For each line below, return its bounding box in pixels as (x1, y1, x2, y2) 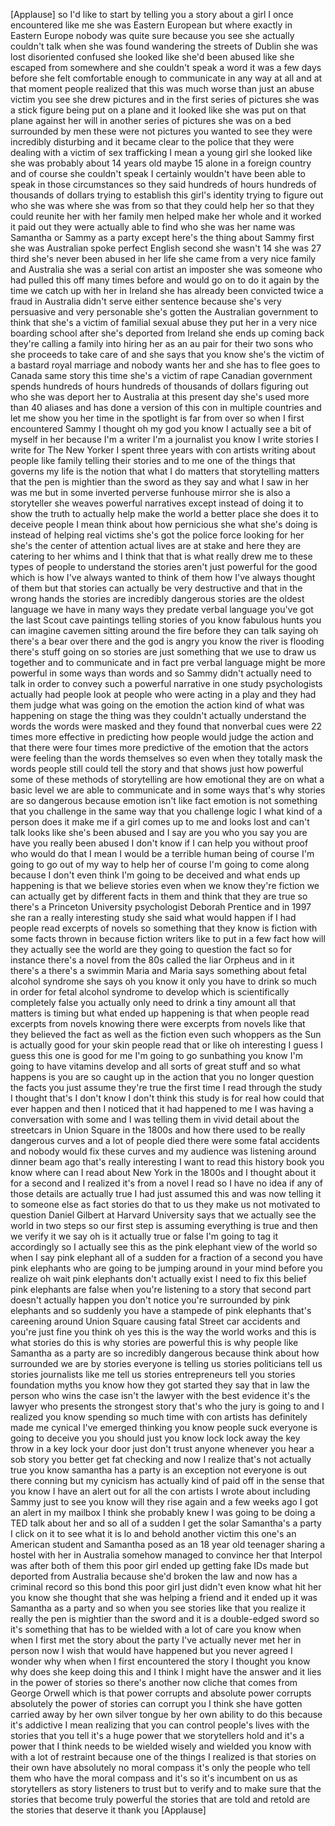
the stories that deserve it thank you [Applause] (10, 1804, 207, 1816)
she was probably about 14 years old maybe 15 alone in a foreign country (10, 157, 312, 169)
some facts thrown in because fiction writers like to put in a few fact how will (10, 933, 326, 944)
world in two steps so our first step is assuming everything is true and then (10, 1220, 318, 1231)
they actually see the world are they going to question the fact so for (10, 944, 293, 955)
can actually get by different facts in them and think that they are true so (10, 890, 308, 902)
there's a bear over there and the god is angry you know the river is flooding (10, 635, 325, 647)
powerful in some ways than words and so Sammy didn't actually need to (10, 667, 312, 679)
